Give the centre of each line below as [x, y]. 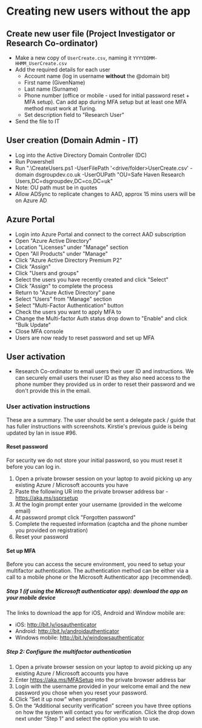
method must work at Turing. [60, 108]
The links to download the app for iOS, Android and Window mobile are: [96, 613]
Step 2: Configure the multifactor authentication [69, 651]
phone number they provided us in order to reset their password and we [105, 384]
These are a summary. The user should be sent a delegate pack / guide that [101, 420]
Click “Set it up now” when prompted [61, 699]
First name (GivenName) [55, 82]
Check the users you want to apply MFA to [68, 312]
